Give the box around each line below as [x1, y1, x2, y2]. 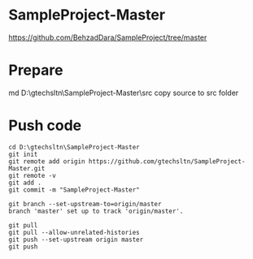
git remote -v [8, 171, 57, 179]
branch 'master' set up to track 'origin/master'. [8, 207, 184, 215]
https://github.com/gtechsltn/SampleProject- [88, 157, 246, 166]
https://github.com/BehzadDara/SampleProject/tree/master [8, 32, 207, 42]
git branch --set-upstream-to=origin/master [8, 200, 162, 208]
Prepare [8, 61, 63, 80]
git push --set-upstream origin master [8, 235, 144, 244]
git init [8, 150, 38, 158]
